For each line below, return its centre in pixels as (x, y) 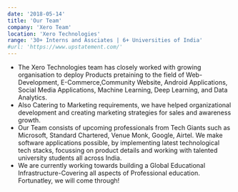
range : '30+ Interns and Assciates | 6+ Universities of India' (105, 41)
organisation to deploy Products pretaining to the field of (101, 75)
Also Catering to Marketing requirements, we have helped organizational (124, 105)
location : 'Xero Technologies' (54, 34)
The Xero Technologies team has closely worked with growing (109, 67)
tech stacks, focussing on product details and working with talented (118, 150)
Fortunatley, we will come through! (69, 181)
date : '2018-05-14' (36, 14)
